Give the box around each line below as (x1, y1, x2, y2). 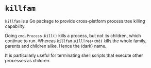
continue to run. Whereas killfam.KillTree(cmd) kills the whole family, (5, 38, 147, 44)
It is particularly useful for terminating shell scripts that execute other (5, 52, 143, 58)
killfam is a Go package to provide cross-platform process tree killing (5, 18, 146, 24)
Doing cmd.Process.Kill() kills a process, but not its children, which (5, 33, 141, 38)
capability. (5, 23, 26, 29)
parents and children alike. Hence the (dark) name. (5, 43, 107, 49)
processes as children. (5, 57, 50, 63)
